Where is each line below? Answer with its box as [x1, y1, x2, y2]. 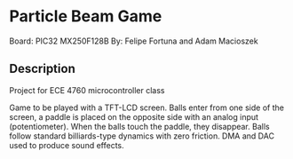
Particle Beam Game [9, 6, 162, 27]
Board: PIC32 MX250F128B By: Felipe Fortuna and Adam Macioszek [9, 36, 259, 46]
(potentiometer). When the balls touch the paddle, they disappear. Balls [9, 121, 270, 131]
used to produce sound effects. [9, 139, 124, 150]
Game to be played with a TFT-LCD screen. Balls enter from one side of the [9, 102, 284, 113]
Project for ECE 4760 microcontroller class [9, 84, 165, 95]
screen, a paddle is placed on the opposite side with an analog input [9, 111, 259, 122]
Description [9, 61, 75, 76]
